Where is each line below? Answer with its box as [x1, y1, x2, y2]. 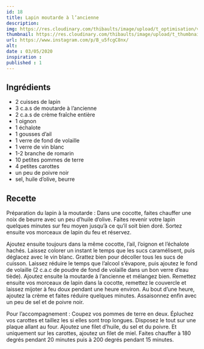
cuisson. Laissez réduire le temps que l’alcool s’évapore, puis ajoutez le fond [6, 260, 197, 267]
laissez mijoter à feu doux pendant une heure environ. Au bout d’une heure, [6, 286, 195, 293]
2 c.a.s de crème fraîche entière [15, 111, 95, 118]
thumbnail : [6, 32, 34, 38]
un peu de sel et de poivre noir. [6, 299, 84, 306]
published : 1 [6, 59, 42, 66]
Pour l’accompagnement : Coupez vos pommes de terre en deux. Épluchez [6, 310, 194, 317]
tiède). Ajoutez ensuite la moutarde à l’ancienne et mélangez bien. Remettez [6, 273, 196, 280]
